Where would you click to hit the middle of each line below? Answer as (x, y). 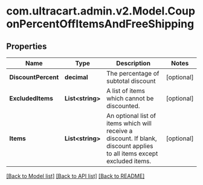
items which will (129, 123)
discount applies (130, 146)
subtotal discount (131, 81)
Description (133, 63)
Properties (27, 46)
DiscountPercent (34, 77)
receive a (120, 131)
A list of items (126, 91)
